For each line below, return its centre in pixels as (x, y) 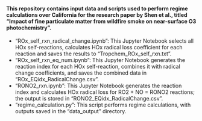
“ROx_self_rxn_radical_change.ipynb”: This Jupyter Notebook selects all (104, 41)
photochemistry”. (29, 28)
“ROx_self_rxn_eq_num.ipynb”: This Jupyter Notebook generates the (100, 60)
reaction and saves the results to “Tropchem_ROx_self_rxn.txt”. (93, 54)
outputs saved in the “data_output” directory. (71, 111)
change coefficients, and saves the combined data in (81, 73)
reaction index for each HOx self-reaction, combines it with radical (98, 67)
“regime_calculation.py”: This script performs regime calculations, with (103, 105)
